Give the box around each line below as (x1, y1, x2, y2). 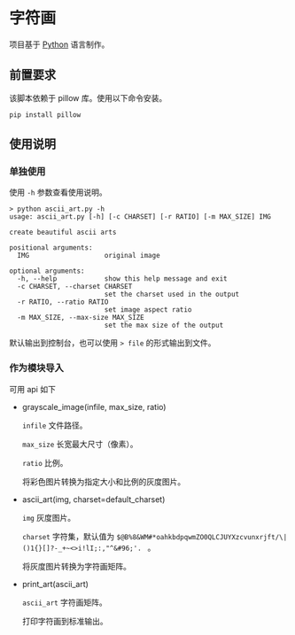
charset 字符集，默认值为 (21, 530, 115, 541)
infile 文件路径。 (21, 420, 88, 430)
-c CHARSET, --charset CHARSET (17, 283, 133, 291)
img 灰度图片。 (21, 512, 76, 523)
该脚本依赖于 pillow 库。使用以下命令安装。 (9, 92, 167, 103)
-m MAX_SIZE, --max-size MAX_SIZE (17, 314, 144, 322)
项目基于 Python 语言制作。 (9, 39, 110, 50)
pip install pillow (9, 110, 82, 120)
